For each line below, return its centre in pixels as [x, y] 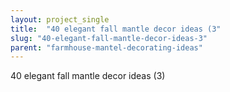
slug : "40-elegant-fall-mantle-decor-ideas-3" [109, 38]
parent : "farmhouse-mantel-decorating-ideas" [106, 47]
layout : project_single [60, 19]
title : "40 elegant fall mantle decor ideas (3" [116, 29]
